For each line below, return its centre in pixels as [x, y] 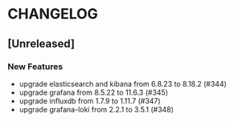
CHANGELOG [53, 14]
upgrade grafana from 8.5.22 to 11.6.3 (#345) [93, 92]
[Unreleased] [41, 44]
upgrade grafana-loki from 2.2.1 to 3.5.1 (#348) [96, 109]
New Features [35, 67]
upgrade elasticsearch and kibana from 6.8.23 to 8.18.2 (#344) [123, 83]
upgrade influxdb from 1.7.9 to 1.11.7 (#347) [90, 100]
